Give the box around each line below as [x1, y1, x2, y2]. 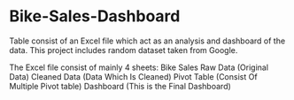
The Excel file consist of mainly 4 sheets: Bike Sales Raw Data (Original [9, 62, 268, 73]
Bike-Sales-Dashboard [9, 6, 181, 27]
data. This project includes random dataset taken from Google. [9, 44, 238, 55]
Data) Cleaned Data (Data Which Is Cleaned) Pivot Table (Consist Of [9, 71, 259, 81]
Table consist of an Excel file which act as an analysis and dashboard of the [9, 35, 286, 46]
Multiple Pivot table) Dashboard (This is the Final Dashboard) [9, 81, 232, 91]
